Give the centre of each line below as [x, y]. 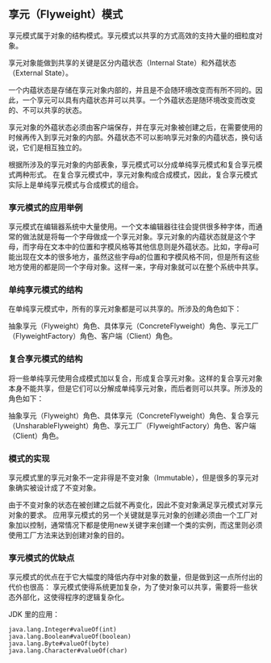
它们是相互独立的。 [54, 147]
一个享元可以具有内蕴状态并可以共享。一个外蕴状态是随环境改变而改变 [139, 100]
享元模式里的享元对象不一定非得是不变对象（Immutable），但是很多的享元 [130, 477]
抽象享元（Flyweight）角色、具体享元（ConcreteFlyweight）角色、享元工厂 [134, 326]
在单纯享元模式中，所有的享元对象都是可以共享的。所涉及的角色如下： [125, 309]
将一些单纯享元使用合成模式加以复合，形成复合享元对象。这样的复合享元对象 [135, 378]
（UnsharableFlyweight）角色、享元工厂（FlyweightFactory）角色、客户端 [132, 425]
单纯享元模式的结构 [46, 290]
